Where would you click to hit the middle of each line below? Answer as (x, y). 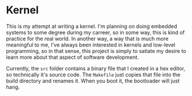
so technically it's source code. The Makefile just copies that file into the (93, 74)
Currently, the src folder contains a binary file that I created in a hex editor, (96, 68)
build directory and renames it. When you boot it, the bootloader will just (93, 81)
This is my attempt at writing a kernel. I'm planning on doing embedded (92, 26)
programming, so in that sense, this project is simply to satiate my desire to (96, 51)
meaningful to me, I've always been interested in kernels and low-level (91, 45)
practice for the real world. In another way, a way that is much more (87, 38)
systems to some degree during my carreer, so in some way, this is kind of (95, 32)
